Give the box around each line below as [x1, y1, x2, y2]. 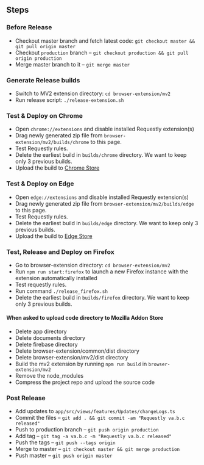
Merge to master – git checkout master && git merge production [15, 445, 180, 453]
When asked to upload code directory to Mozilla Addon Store [6, 314, 164, 322]
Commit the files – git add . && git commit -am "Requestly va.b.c [15, 414, 185, 422]
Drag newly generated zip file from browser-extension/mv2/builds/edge [15, 200, 194, 207]
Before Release [6, 23, 52, 32]
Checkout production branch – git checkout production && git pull [15, 49, 189, 56]
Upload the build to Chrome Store [15, 164, 100, 171]
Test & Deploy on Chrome [6, 111, 83, 120]
